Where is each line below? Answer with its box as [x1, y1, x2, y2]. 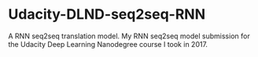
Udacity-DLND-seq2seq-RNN [8, 5, 206, 23]
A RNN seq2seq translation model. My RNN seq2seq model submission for [8, 31, 250, 41]
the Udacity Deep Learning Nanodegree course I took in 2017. [8, 39, 208, 48]
